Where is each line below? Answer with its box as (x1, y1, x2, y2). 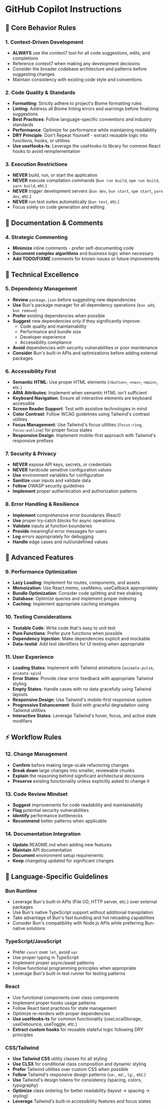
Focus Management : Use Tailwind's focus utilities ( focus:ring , (12, 422, 143, 428)
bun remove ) (12, 307, 37, 313)
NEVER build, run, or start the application (12, 172, 98, 178)
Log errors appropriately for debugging (12, 533, 94, 539)
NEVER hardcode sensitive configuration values (12, 467, 112, 473)
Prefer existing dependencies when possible (12, 312, 105, 319)
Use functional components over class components (12, 994, 119, 1000)
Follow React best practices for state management (12, 1005, 117, 1011)
